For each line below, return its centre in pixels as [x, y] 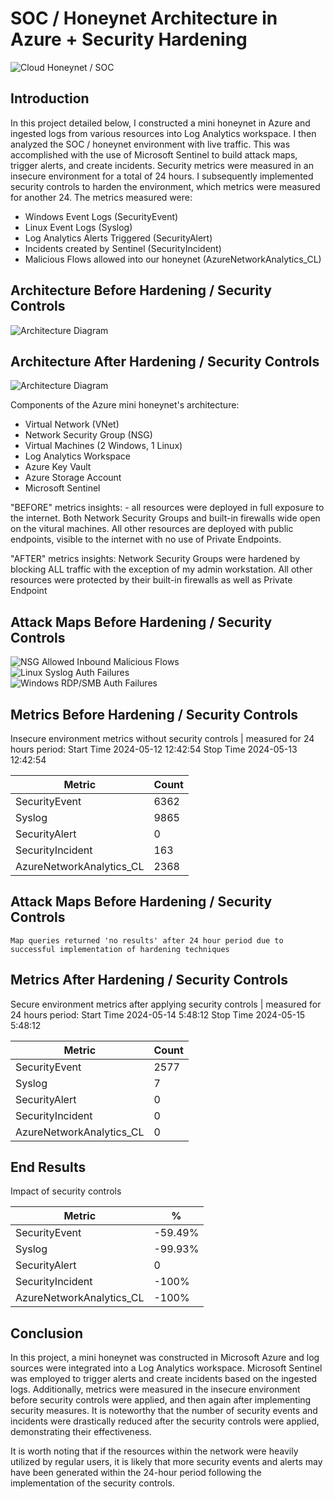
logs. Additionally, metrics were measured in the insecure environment [155, 1389]
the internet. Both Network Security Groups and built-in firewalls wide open [165, 518]
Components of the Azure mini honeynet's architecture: [125, 405]
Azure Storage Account [73, 478]
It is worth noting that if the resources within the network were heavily [154, 1451]
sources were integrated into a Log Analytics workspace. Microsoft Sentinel [166, 1368]
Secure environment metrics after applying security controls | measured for [166, 1004]
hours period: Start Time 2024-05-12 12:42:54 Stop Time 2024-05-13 [154, 749]
